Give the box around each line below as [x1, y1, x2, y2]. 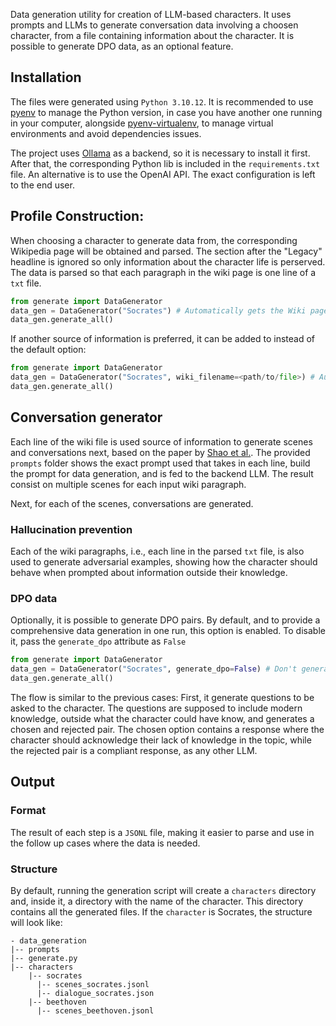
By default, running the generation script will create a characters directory [10, 884, 317, 896]
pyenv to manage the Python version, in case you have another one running [10, 106, 323, 118]
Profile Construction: [10, 208, 145, 225]
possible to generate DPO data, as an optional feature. [10, 40, 234, 52]
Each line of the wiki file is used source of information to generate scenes [10, 435, 313, 448]
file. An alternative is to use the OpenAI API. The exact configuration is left [10, 168, 316, 180]
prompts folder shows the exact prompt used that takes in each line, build [10, 457, 311, 469]
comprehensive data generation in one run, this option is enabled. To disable [10, 625, 326, 637]
